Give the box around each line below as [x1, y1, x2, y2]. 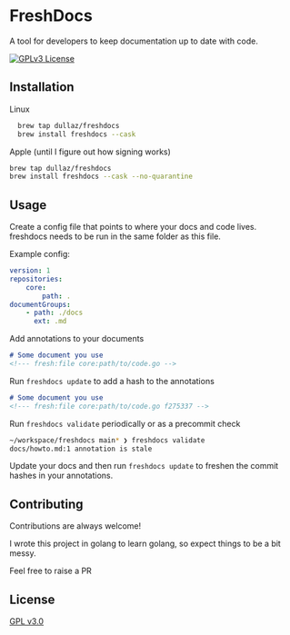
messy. [9, 548, 36, 559]
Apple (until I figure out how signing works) [9, 146, 171, 157]
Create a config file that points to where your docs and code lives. [9, 222, 257, 233]
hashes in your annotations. [9, 470, 114, 481]
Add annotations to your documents [9, 333, 145, 344]
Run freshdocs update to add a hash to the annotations [9, 375, 215, 386]
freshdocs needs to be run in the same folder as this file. [9, 231, 221, 242]
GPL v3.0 [9, 616, 44, 627]
